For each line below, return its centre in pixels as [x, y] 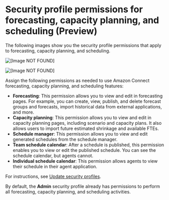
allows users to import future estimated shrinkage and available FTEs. [86, 128]
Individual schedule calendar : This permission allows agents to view [85, 161]
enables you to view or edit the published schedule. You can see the [84, 150]
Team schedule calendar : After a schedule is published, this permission [88, 145]
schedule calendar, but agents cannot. [53, 155]
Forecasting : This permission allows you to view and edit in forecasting [88, 96]
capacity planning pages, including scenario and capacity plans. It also [87, 123]
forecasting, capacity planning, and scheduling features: [64, 86]
